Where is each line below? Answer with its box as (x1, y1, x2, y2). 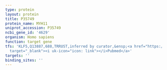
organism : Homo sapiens (5, 35, 55, 40)
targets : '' (5, 53, 30, 58)
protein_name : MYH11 (5, 21, 48, 26)
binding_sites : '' (5, 58, 43, 63)
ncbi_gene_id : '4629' (5, 30, 50, 35)
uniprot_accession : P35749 (5, 26, 61, 31)
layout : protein (5, 12, 39, 17)
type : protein (5, 7, 35, 12)
